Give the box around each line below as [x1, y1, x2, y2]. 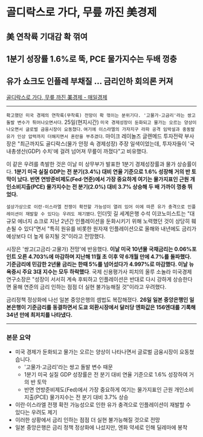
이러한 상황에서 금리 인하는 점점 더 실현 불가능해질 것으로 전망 [14, 416, 160, 424]
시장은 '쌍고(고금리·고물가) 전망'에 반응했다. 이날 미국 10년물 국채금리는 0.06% [6, 245, 192, 253]
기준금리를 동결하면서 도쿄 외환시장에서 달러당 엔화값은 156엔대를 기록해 [27, 303, 196, 311]
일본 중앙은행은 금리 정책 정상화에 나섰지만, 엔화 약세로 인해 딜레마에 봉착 [14, 424, 188, 431]
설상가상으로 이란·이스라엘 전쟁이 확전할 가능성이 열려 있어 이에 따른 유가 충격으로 [6, 204, 185, 210]
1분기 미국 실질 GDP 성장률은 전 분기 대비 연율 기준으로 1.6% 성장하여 [24, 371, 188, 378]
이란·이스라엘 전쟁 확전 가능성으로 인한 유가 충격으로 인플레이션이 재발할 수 [14, 401, 192, 409]
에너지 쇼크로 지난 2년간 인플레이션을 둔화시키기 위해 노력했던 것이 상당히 [17, 217, 190, 224]
